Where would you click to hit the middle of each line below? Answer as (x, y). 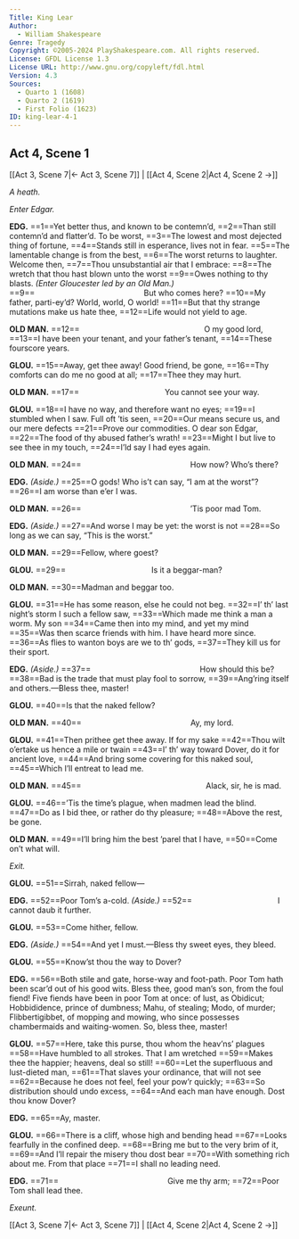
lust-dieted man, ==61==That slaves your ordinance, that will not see (135, 1072)
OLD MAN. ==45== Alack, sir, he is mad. (145, 785)
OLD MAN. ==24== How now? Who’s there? (144, 464)
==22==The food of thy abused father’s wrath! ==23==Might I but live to (142, 437)
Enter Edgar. (32, 209)
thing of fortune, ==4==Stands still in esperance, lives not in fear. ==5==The (149, 245)
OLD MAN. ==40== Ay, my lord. (121, 723)
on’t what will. (35, 848)
